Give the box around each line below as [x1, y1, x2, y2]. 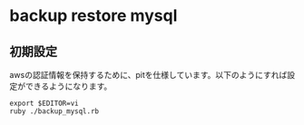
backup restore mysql [9, 5, 178, 26]
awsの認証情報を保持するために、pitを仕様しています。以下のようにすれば [9, 70, 288, 80]
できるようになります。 [25, 81, 113, 91]
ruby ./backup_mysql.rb [9, 107, 100, 116]
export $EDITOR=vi [9, 99, 79, 108]
